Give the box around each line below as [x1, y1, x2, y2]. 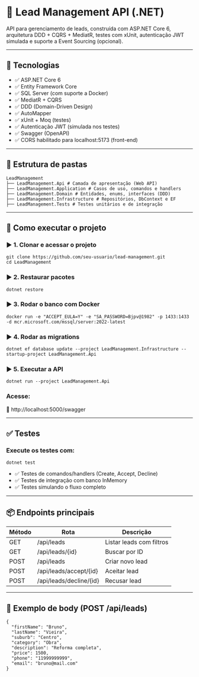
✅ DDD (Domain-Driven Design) [14, 103, 93, 110]
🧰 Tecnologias [6, 61, 60, 71]
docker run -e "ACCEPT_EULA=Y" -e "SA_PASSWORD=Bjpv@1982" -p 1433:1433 [6, 314, 190, 319]
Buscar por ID [105, 548, 143, 556]
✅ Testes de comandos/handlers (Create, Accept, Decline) [14, 470, 158, 477]
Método [9, 528, 31, 536]
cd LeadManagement [6, 260, 52, 265]
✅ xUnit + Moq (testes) [14, 116, 71, 124]
